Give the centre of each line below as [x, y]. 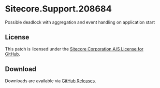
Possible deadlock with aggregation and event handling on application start [80, 22]
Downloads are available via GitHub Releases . [51, 81]
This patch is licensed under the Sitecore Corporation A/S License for [74, 49]
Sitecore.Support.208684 [58, 9]
